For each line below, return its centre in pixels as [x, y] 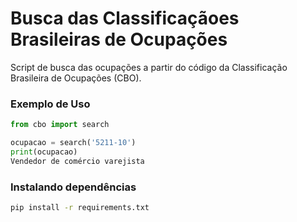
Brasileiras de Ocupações [119, 39]
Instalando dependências [73, 187]
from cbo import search [60, 125]
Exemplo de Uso [50, 104]
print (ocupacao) [44, 152]
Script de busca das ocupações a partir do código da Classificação [149, 67]
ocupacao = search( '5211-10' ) [73, 143]
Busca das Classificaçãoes [125, 18]
